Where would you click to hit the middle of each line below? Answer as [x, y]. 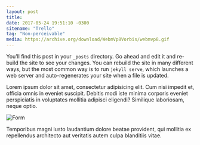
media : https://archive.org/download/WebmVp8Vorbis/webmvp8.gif [88, 39]
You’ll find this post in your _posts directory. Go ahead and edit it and [91, 56]
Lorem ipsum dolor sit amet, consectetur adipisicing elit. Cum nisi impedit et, [100, 87]
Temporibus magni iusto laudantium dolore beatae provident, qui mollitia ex [99, 129]
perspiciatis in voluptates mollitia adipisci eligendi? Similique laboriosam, [96, 100]
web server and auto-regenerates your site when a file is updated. [87, 75]
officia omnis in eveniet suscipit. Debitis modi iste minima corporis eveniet [97, 93]
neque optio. [22, 106]
